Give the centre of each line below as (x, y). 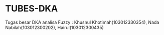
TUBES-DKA (32, 9)
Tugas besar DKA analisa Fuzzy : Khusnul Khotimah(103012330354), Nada (82, 22)
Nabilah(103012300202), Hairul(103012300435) (54, 27)
